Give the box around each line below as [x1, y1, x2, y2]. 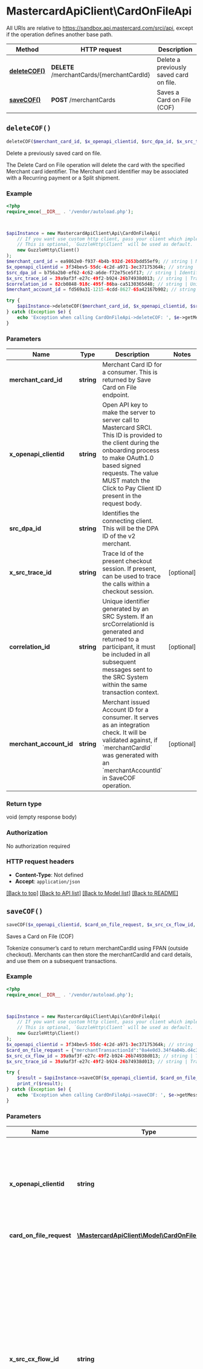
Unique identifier [102, 597, 150, 605]
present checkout [102, 556, 152, 565]
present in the [102, 492, 142, 500]
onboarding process [102, 446, 160, 455]
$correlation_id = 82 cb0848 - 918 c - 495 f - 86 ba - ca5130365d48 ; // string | [6, 281, 188, 287]
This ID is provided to [102, 431, 163, 439]
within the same [102, 680, 147, 689]
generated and [102, 627, 144, 635]
